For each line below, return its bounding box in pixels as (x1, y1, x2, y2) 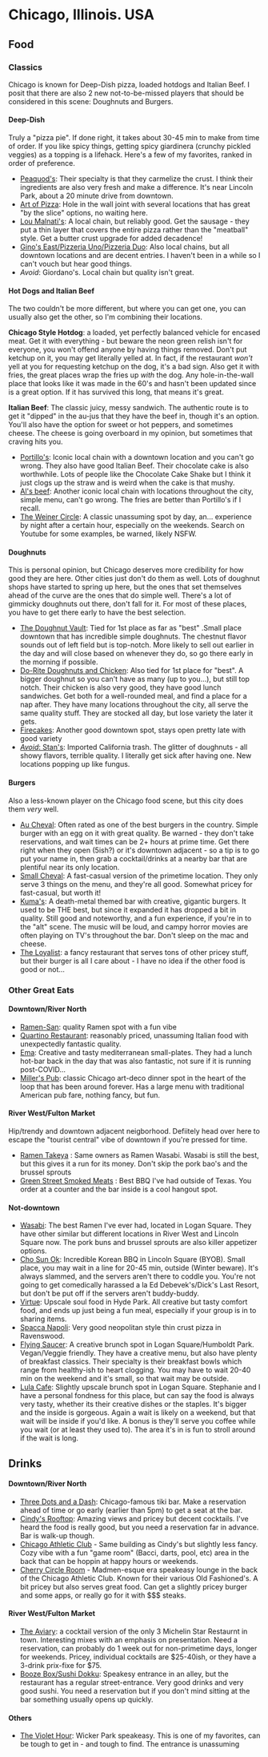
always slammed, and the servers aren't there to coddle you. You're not (19, 1271, 256, 1281)
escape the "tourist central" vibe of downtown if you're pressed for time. (8, 1135, 248, 1145)
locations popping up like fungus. (19, 760, 130, 769)
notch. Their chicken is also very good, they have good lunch (19, 683, 222, 692)
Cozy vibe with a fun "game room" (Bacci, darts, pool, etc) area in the (19, 1548, 250, 1558)
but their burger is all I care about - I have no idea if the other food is (19, 956, 246, 965)
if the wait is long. (19, 1433, 78, 1443)
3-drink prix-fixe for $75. (19, 1661, 102, 1670)
